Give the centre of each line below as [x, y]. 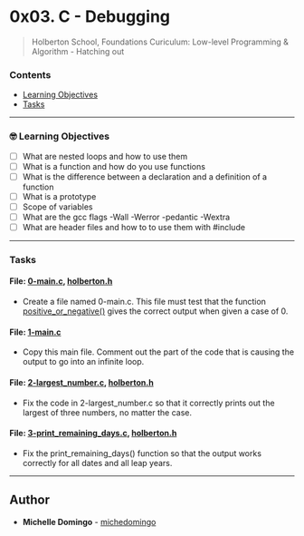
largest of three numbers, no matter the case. [107, 412]
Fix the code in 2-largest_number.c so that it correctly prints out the [148, 403]
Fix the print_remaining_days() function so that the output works [142, 453]
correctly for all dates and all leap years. [97, 463]
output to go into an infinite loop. [83, 362]
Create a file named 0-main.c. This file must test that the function [144, 302]
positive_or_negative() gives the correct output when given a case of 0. [155, 311]
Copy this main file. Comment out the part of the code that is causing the [158, 352]
